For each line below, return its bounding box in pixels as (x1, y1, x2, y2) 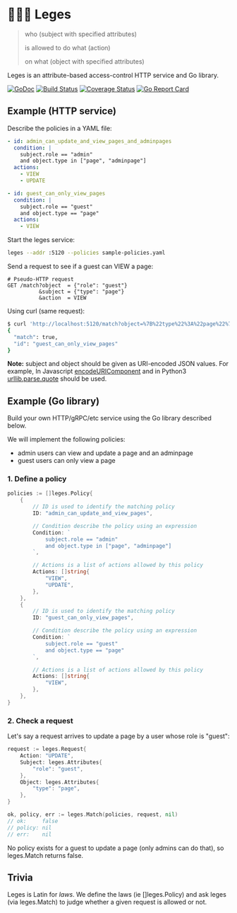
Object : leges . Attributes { (20, 779, 99, 786)
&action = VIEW (38, 294, 87, 302)
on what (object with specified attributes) (24, 57, 145, 66)
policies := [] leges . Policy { (7, 490, 93, 498)
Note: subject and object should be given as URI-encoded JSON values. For (7, 360, 229, 368)
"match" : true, (13, 333, 59, 340)
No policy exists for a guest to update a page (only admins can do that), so (7, 844, 224, 852)
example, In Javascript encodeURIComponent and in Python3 (7, 367, 187, 376)
